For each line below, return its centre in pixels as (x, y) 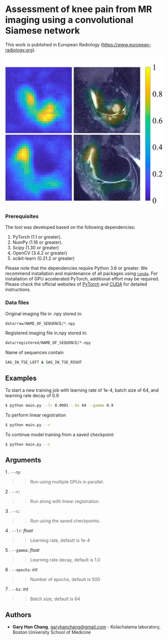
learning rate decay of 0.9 (32, 396)
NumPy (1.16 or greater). (37, 242)
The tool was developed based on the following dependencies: (70, 227)
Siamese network (43, 31)
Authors (18, 615)
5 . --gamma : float (22, 550)
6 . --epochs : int (21, 570)
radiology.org (19, 50)
